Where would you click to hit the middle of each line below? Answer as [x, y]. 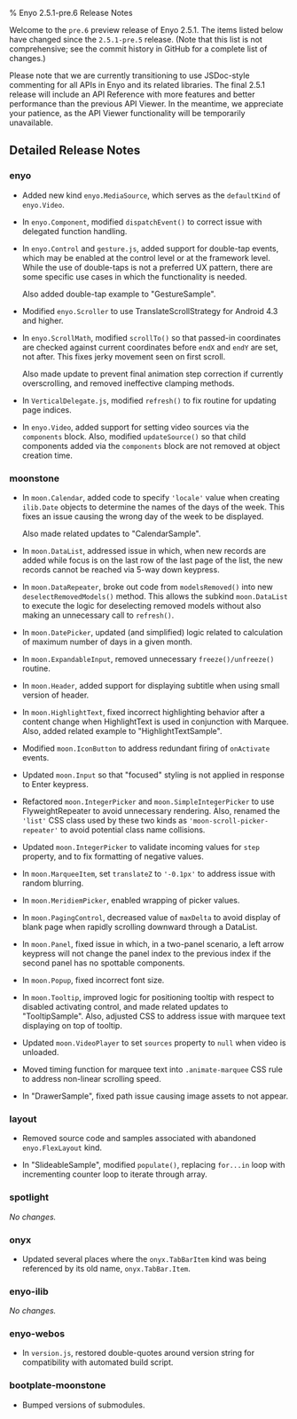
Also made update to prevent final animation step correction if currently [152, 374]
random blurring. [53, 883]
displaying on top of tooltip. [72, 1025]
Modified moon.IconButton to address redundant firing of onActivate [146, 748]
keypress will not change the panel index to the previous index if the [146, 953]
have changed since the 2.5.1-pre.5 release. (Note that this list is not [136, 39]
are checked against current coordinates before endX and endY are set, [150, 347]
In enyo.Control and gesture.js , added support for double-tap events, [150, 248]
